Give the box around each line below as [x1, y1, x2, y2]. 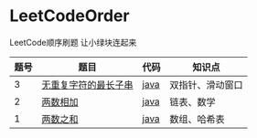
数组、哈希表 [169, 112, 226, 125]
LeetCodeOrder [9, 5, 130, 27]
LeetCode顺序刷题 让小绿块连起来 [9, 37, 137, 48]
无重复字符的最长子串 [41, 79, 134, 91]
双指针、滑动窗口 [169, 79, 244, 91]
